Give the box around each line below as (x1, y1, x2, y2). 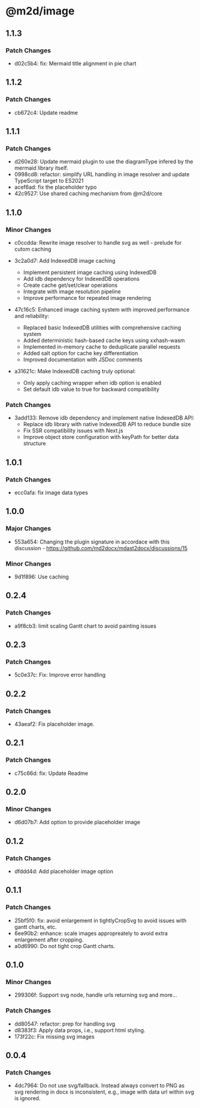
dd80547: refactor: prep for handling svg (14, 1020, 116, 1027)
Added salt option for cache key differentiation (23, 349, 138, 357)
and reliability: (14, 312, 49, 319)
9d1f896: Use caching (14, 573, 69, 580)
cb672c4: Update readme (14, 109, 78, 116)
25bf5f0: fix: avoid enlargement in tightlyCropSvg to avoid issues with (14, 917, 187, 924)
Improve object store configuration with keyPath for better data (23, 433, 179, 441)
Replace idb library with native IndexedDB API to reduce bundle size (23, 421, 191, 428)
